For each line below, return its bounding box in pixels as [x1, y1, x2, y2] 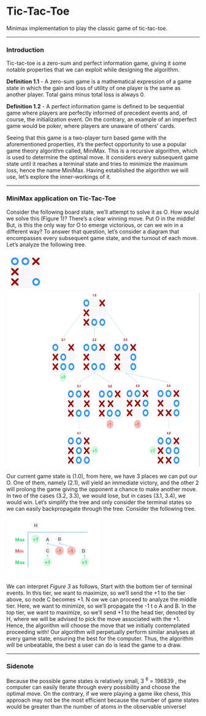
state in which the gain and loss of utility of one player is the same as [6, 85, 181, 92]
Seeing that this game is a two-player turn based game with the [6, 134, 167, 141]
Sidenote [6, 662, 34, 671]
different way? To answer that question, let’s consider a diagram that [6, 228, 180, 235]
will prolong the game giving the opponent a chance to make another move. [6, 485, 197, 492]
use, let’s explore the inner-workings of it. [6, 173, 112, 181]
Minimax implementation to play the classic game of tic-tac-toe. [6, 24, 168, 32]
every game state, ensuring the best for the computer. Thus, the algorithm [6, 635, 194, 642]
